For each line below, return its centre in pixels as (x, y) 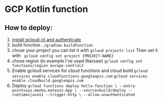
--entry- (128, 86)
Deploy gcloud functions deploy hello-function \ (65, 85)
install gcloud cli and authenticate (46, 39)
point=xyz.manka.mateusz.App (42, 90)
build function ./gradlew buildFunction (52, 45)
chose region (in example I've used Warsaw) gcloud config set (77, 61)
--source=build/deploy (102, 90)
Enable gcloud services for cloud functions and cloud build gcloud (80, 70)
